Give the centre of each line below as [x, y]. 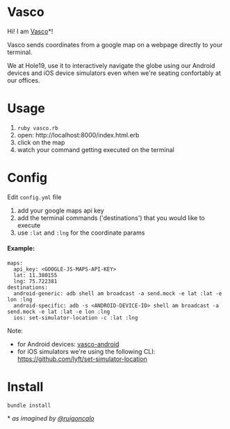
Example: [21, 249]
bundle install [29, 405]
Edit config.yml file [34, 197]
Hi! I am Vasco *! [30, 31]
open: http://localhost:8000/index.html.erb [78, 135]
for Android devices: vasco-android [68, 344]
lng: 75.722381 [35, 282]
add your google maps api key [60, 210]
